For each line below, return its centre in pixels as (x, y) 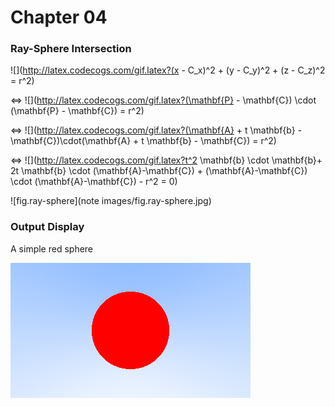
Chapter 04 (59, 17)
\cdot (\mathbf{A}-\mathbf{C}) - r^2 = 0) (94, 182)
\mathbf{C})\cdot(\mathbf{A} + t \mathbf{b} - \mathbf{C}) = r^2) (143, 141)
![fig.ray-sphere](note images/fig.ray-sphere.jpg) (111, 201)
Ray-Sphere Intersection (71, 49)
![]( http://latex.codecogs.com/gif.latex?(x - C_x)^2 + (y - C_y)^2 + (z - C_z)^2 (168, 70)
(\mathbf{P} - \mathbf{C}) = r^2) (77, 111)
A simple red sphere (52, 248)
